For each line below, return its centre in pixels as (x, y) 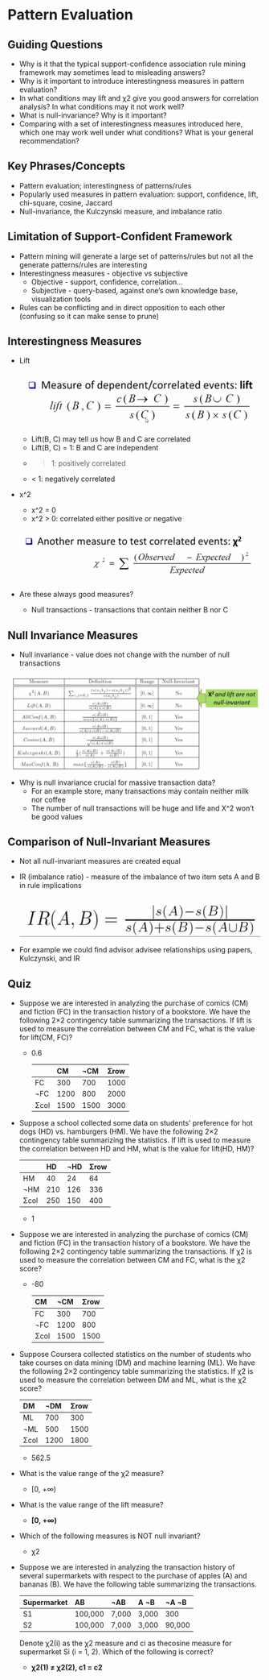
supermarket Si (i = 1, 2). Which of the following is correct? (116, 1651)
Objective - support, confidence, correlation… (107, 282)
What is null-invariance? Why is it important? (93, 115)
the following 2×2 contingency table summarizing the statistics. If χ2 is (136, 1371)
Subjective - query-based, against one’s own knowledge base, (134, 290)
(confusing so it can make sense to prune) (89, 316)
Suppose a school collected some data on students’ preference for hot (136, 1123)
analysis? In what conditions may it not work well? (102, 107)
